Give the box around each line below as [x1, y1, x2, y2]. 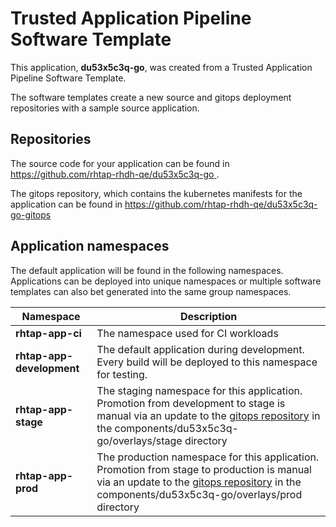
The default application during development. [96, 342, 305, 356]
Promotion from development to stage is [96, 396, 286, 410]
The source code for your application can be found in [10, 157, 230, 169]
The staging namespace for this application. [96, 383, 303, 397]
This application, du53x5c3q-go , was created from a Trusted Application [10, 61, 313, 73]
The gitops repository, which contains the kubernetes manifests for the [10, 187, 303, 199]
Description [179, 309, 238, 323]
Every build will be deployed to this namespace [96, 355, 318, 369]
